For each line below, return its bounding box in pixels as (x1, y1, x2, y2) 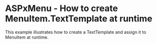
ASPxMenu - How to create (5, 3, 118, 14)
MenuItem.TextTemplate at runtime (5, 13, 153, 24)
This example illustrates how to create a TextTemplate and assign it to (5, 29, 147, 35)
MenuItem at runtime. (5, 34, 49, 40)
